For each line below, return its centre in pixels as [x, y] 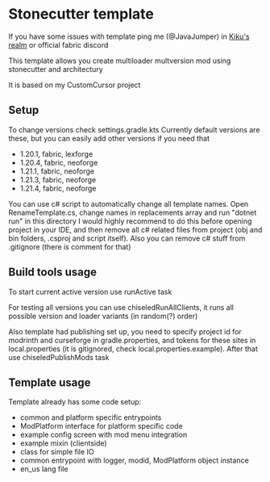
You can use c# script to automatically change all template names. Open [129, 203]
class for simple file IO [57, 452]
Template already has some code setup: [75, 402]
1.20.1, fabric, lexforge [56, 153]
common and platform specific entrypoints [91, 417]
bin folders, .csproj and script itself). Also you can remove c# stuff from [127, 238]
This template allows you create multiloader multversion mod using [120, 61]
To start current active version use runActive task [90, 291]
